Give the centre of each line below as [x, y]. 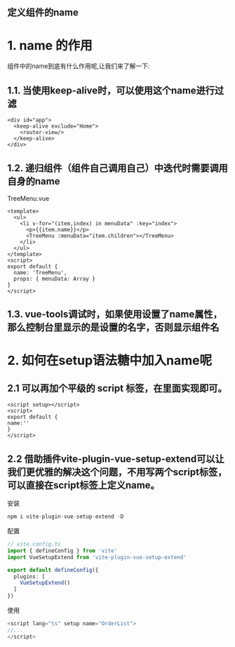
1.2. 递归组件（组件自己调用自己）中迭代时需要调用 [117, 168]
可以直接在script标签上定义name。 [83, 485]
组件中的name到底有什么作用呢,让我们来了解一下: [79, 66]
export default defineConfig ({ [53, 570]
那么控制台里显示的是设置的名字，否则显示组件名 [113, 327]
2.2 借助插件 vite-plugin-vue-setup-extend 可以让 [116, 459]
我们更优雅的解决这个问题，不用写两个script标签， [117, 472]
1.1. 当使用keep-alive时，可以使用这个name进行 [111, 90]
